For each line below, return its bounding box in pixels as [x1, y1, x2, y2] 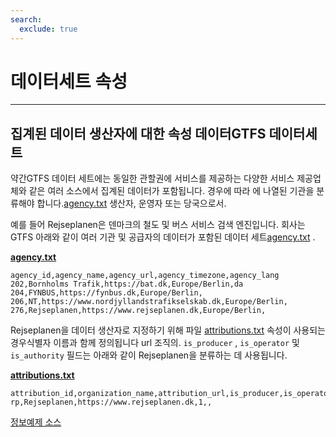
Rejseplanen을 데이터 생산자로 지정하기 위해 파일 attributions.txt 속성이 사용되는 [10, 324, 327, 336]
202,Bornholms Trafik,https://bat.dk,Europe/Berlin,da [10, 279, 244, 290]
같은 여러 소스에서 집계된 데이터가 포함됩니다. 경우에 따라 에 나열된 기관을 [28, 185, 315, 197]
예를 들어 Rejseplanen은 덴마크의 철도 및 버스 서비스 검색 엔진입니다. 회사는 [10, 219, 306, 231]
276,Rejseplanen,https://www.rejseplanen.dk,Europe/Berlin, [10, 306, 267, 316]
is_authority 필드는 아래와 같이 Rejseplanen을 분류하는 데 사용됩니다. [10, 349, 288, 361]
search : [10, 14, 43, 25]
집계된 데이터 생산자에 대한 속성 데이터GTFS [10, 125, 267, 142]
